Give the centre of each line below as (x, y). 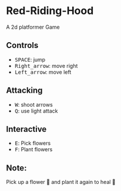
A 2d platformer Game (33, 27)
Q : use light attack (36, 111)
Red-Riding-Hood (50, 11)
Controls (22, 45)
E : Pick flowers (33, 143)
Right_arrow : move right (46, 66)
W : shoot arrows (33, 104)
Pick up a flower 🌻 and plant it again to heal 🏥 (61, 182)
